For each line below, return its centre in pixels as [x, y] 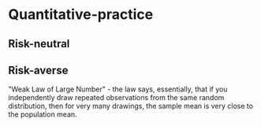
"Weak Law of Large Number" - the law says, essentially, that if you [118, 89]
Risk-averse [38, 70]
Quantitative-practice [81, 15]
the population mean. [43, 114]
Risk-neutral [39, 44]
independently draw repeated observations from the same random [116, 98]
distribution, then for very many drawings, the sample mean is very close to [131, 106]
